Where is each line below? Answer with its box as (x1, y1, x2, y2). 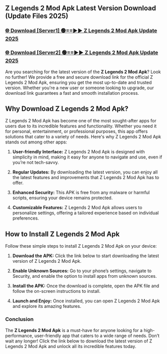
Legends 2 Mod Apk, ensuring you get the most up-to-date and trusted (5, 79, 152, 85)
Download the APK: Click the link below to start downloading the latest (12, 253, 159, 259)
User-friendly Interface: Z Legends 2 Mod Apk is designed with (12, 149, 145, 155)
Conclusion (5, 316, 34, 323)
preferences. (12, 215, 39, 221)
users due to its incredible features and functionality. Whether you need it (5, 123, 156, 129)
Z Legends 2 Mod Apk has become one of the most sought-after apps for (5, 118, 156, 124)
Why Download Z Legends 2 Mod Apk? (5, 105, 128, 113)
